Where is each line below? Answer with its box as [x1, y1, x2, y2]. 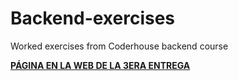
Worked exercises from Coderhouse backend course [10, 40, 229, 52]
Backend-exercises [10, 7, 176, 30]
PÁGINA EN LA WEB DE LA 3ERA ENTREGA [10, 59, 191, 71]
